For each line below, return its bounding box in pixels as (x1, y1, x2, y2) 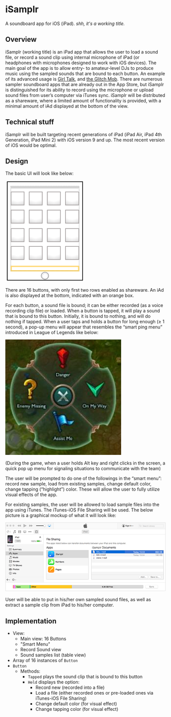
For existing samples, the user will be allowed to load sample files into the (5, 501, 159, 508)
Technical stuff (5, 118, 54, 126)
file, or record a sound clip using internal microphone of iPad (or (5, 54, 140, 60)
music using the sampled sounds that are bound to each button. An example (5, 70, 165, 76)
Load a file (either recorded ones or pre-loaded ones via (35, 689, 154, 696)
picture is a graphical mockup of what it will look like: (5, 513, 117, 519)
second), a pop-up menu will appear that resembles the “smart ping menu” (5, 324, 163, 330)
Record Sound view (20, 646, 62, 652)
